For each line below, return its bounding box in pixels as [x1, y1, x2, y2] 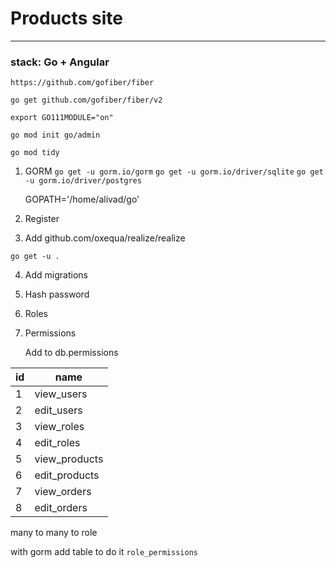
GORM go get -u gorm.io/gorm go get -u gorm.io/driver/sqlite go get [24, 165, 324, 177]
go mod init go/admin [10, 130, 101, 141]
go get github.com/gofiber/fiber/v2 [10, 95, 163, 106]
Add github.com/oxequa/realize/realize [24, 232, 186, 244]
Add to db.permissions [24, 347, 119, 359]
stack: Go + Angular [10, 55, 110, 69]
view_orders [34, 485, 92, 499]
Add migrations [24, 269, 88, 281]
